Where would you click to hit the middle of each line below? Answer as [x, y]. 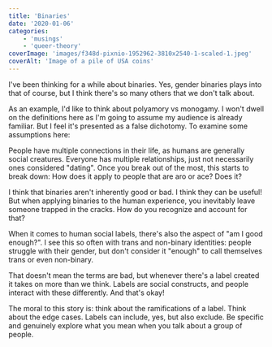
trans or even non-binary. [51, 259]
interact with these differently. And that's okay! [86, 293]
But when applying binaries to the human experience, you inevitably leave [132, 201]
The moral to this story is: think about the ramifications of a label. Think [127, 308]
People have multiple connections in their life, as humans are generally [127, 150]
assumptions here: [39, 134]
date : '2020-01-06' [41, 24]
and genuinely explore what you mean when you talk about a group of [125, 325]
